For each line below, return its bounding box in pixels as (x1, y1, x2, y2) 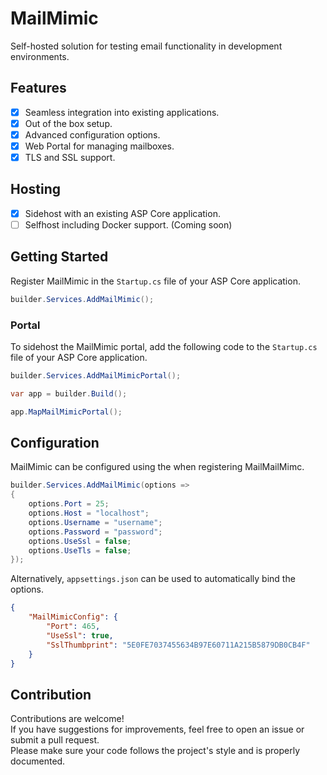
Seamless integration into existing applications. (24, 106, 220, 118)
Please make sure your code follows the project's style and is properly (10, 745, 300, 757)
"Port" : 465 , (46, 622, 101, 632)
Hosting (10, 181, 62, 198)
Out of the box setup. (24, 117, 113, 129)
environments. (10, 50, 70, 62)
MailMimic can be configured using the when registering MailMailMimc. (10, 461, 305, 473)
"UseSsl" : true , (46, 630, 114, 641)
